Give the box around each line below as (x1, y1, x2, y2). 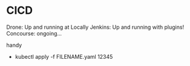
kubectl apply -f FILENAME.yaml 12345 (15, 53, 113, 60)
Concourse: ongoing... (6, 29, 62, 37)
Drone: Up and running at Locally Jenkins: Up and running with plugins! (6, 23, 185, 31)
